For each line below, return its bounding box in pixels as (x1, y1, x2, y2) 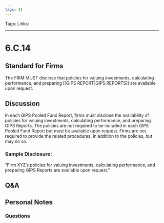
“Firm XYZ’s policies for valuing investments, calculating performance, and (5, 162, 155, 168)
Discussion (5, 99, 40, 108)
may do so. (5, 138, 28, 145)
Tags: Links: (5, 21, 29, 26)
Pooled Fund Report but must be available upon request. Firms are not (5, 128, 146, 134)
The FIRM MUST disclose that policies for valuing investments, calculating (5, 74, 154, 81)
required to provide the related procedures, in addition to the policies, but (5, 133, 153, 139)
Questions (5, 213, 30, 220)
